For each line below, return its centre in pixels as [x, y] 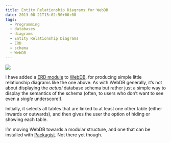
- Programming [25, 24]
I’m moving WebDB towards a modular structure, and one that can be [78, 129]
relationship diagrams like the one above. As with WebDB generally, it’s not [84, 82]
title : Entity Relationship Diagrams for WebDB [57, 10]
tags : [11, 19]
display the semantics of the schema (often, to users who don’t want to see [84, 93]
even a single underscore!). [34, 99]
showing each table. [27, 119]
